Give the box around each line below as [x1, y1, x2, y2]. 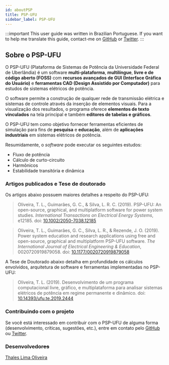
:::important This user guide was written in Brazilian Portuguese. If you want [5, 31, 163, 37]
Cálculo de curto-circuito [12, 157, 65, 163]
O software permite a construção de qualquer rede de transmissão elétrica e [5, 96, 164, 102]
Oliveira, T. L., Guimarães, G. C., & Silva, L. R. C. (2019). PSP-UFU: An [17, 202, 161, 208]
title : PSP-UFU [5, 12, 37, 17]
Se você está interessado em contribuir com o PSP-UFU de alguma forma [5, 320, 158, 326]
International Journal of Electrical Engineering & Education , [17, 244, 142, 250]
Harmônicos [12, 162, 38, 168]
